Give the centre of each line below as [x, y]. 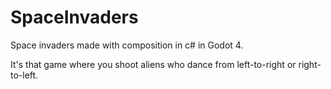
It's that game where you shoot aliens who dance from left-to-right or [153, 64]
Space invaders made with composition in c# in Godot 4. [127, 45]
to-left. [24, 75]
